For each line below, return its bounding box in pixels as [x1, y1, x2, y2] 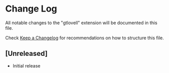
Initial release [12, 62, 40, 68]
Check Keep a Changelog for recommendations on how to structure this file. [5, 35, 164, 41]
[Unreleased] [5, 49, 48, 58]
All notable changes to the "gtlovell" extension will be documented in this [5, 20, 158, 26]
